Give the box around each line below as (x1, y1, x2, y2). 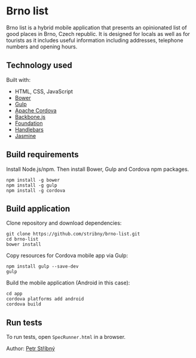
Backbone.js (14, 113, 46, 120)
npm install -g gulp (6, 182, 58, 188)
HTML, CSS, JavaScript (14, 88, 73, 95)
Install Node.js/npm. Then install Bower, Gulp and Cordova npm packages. (6, 166, 189, 173)
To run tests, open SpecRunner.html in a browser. (6, 333, 126, 341)
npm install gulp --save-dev (6, 264, 79, 270)
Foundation (14, 120, 43, 127)
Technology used (6, 60, 73, 71)
